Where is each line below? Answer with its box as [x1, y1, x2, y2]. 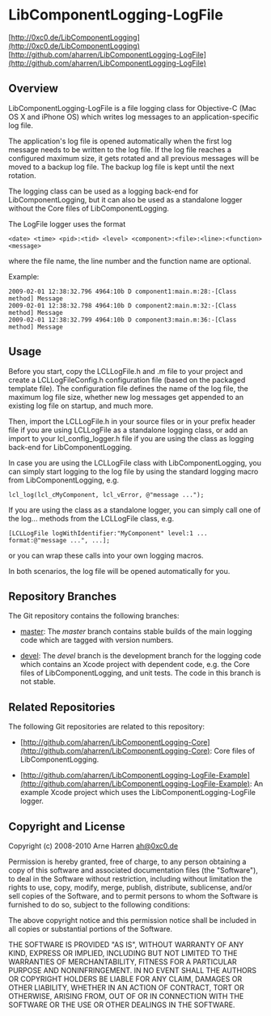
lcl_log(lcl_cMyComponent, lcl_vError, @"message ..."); [8, 491, 205, 499]
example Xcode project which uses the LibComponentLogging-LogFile [19, 788, 256, 797]
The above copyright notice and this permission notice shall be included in [8, 916, 256, 925]
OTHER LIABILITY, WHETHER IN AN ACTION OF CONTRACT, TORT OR [8, 983, 244, 993]
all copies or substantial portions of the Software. [8, 925, 172, 933]
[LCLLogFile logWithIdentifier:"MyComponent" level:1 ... [8, 529, 208, 538]
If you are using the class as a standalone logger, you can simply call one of [8, 504, 261, 515]
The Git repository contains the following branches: [8, 611, 180, 621]
